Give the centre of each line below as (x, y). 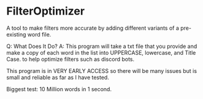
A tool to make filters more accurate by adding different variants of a (93, 28)
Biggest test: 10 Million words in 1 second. (59, 89)
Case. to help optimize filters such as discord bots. (71, 59)
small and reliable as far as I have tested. (58, 77)
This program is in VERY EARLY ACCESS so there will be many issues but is (102, 70)
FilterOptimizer (45, 11)
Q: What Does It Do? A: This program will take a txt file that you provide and (102, 46)
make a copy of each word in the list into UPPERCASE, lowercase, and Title (101, 52)
